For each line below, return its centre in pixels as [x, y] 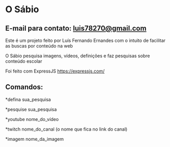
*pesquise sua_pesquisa [31, 109]
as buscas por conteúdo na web [39, 46]
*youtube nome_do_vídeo [32, 119]
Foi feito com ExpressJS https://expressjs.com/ [55, 71]
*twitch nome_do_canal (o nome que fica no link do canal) [66, 129]
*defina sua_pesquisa [28, 99]
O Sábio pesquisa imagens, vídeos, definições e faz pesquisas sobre [78, 56]
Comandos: [24, 87]
